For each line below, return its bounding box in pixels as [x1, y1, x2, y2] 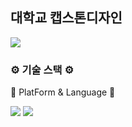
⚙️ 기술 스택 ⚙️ [10, 63, 75, 77]
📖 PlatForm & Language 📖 [10, 86, 116, 98]
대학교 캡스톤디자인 [10, 9, 123, 27]
